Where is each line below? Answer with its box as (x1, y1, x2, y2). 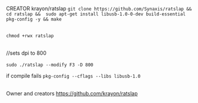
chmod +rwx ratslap (6, 33, 54, 39)
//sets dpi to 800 (6, 49, 47, 57)
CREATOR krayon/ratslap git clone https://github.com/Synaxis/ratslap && (6, 5, 192, 12)
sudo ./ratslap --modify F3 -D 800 (6, 62, 94, 68)
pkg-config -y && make (6, 16, 62, 22)
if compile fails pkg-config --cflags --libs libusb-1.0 (6, 72, 141, 79)
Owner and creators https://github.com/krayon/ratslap (6, 90, 138, 97)
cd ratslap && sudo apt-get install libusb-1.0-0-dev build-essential (6, 11, 186, 17)
